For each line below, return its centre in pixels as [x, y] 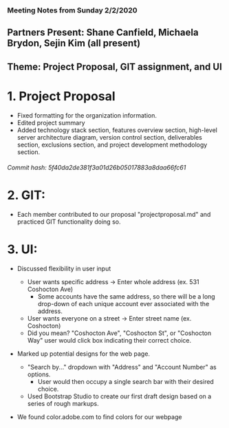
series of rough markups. [63, 404]
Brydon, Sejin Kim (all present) [74, 43]
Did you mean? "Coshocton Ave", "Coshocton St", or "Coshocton [119, 333]
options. [39, 374]
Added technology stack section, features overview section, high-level [117, 130]
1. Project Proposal [61, 96]
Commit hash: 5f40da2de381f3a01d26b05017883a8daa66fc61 [97, 168]
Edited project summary [51, 122]
